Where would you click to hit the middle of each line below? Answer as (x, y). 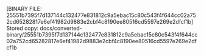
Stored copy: (23, 28)
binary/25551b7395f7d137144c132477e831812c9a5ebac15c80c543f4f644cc (102, 35)
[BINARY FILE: (24, 9)
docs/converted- (61, 28)
